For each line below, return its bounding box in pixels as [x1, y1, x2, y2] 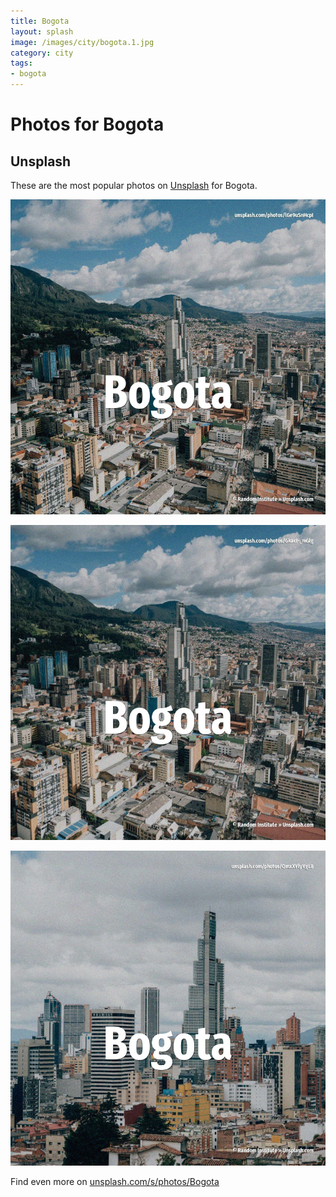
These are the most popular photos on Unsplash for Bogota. [10, 180, 258, 191]
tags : [10, 58, 33, 69]
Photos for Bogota [10, 113, 165, 136]
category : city [10, 48, 74, 58]
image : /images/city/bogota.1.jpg [10, 37, 155, 47]
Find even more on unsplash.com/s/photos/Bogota [10, 1176, 220, 1187]
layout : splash [10, 26, 74, 37]
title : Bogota [10, 16, 70, 26]
